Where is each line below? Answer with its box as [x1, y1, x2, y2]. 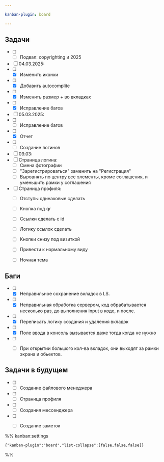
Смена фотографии [19, 162, 62, 168]
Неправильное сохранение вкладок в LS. [19, 291, 110, 297]
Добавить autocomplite [19, 83, 70, 89]
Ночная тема [19, 257, 48, 263]
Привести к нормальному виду [19, 247, 88, 253]
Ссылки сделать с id [19, 216, 65, 222]
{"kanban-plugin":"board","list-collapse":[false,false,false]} [5, 443, 144, 448]
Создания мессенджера [19, 407, 73, 413]
